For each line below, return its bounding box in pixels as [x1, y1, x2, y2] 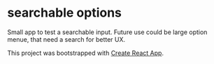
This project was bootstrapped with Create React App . [7, 49, 164, 57]
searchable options [7, 5, 122, 21]
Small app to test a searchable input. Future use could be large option [7, 28, 208, 36]
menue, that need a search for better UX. [7, 35, 126, 43]
